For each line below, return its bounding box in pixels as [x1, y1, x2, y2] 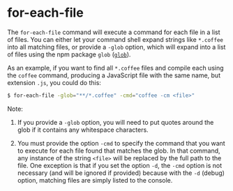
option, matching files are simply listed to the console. [17, 176, 173, 184]
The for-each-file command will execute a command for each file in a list [7, 28, 221, 36]
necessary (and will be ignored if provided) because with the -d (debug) [17, 169, 225, 177]
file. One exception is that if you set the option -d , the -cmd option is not [17, 161, 223, 169]
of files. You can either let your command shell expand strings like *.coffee [7, 35, 224, 43]
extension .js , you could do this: [7, 78, 101, 86]
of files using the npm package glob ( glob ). [7, 50, 131, 59]
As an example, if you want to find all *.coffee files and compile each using [7, 63, 225, 72]
